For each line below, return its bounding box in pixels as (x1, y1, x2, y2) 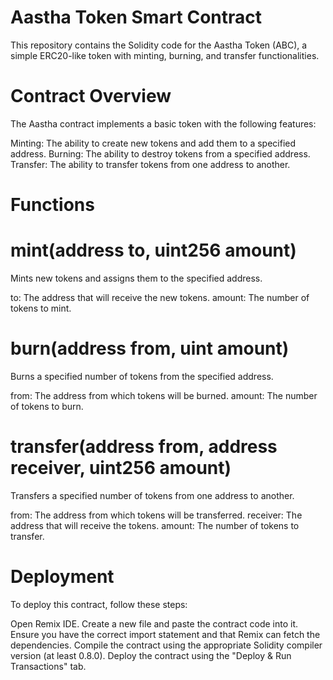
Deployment (10, 566, 115, 588)
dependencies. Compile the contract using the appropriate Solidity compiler (10, 639, 323, 651)
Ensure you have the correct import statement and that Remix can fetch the (10, 628, 321, 640)
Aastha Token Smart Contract (10, 6, 263, 29)
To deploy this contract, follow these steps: (10, 598, 188, 610)
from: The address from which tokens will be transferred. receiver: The (10, 509, 303, 521)
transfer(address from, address (10, 436, 278, 458)
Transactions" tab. (10, 660, 87, 672)
